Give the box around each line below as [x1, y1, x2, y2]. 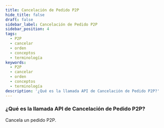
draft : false [5, 17, 33, 22]
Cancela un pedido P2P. [5, 117, 57, 123]
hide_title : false [5, 12, 45, 17]
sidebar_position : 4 [5, 27, 50, 32]
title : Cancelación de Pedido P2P [5, 7, 80, 13]
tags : [5, 31, 17, 36]
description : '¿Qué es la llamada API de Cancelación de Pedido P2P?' [5, 88, 160, 94]
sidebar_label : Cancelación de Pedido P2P [5, 22, 98, 27]
